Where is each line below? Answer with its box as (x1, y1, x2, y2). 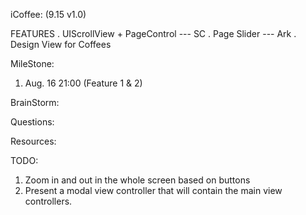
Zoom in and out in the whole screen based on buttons (24, 174, 251, 186)
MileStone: (10, 58, 55, 69)
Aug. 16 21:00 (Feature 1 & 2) (24, 77, 143, 89)
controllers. (24, 195, 73, 207)
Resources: (10, 135, 57, 147)
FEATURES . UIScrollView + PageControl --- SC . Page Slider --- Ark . (10, 28, 297, 39)
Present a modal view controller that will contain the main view (24, 185, 283, 196)
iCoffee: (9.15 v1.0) (10, 9, 87, 20)
